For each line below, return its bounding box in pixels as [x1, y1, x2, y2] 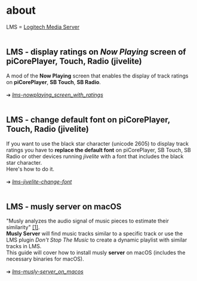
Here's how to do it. [6, 165, 55, 172]
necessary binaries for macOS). [6, 255, 85, 263]
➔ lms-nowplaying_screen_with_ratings [6, 91, 103, 98]
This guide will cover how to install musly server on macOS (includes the [6, 249, 186, 257]
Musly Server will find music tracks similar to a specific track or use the [6, 230, 183, 237]
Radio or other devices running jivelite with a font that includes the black [6, 153, 184, 160]
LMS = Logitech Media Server [6, 23, 80, 30]
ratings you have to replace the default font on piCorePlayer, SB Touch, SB [6, 146, 191, 153]
